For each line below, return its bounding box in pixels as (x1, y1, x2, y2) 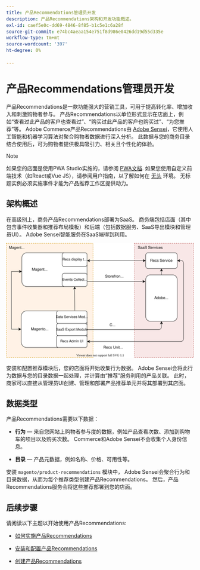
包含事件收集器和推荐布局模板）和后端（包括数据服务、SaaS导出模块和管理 (6, 223, 191, 230)
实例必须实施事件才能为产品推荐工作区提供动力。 (11, 179, 132, 186)
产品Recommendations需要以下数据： (6, 415, 99, 422)
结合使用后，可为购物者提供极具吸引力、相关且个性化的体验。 (6, 140, 158, 148)
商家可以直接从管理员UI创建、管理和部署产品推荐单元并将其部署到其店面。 (6, 379, 189, 387)
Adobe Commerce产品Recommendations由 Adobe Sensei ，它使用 (26, 125, 189, 133)
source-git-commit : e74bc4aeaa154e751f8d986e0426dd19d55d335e (6, 29, 164, 35)
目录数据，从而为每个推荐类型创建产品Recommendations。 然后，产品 (6, 476, 179, 483)
